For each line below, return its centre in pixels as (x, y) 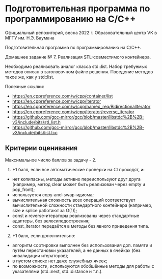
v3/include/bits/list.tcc (35, 132)
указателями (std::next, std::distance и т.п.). (57, 271)
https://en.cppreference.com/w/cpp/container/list (62, 96)
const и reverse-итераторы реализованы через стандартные (76, 216)
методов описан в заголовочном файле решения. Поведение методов (79, 71)
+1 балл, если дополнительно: (44, 235)
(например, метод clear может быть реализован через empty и (79, 184)
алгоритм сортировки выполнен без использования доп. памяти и (82, 245)
